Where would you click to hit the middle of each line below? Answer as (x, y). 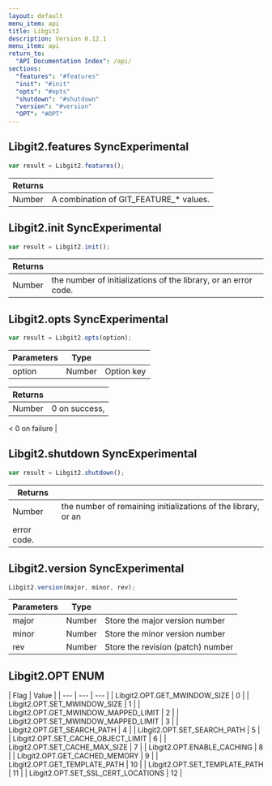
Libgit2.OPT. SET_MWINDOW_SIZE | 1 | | (74, 704)
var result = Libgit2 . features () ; (67, 166)
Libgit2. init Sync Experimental (85, 228)
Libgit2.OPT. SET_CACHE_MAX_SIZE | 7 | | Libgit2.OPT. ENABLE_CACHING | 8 (136, 747)
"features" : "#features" (57, 76)
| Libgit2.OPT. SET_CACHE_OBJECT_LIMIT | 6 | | (87, 739)
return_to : (27, 54)
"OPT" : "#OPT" (39, 114)
